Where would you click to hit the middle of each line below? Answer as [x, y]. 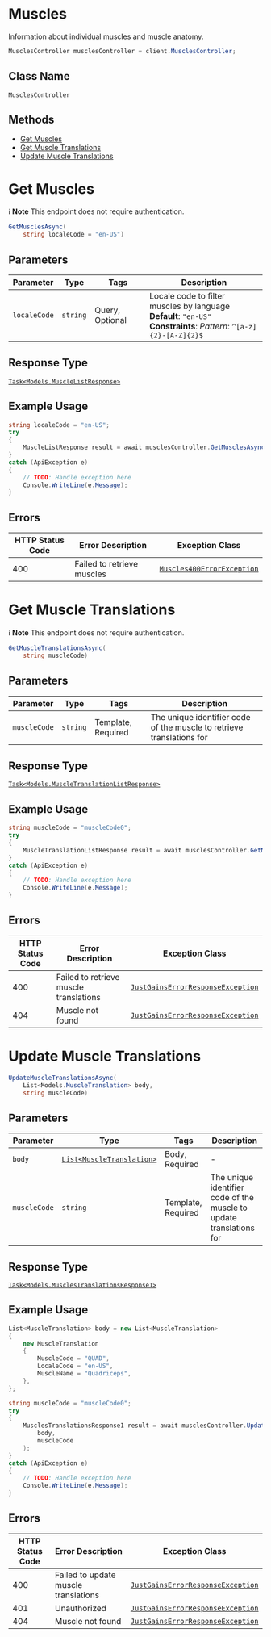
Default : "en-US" [180, 316]
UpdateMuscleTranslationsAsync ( [63, 1078]
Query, [107, 310]
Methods [31, 120]
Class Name [39, 76]
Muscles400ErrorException [209, 569]
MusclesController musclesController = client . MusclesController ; [122, 51]
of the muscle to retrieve [197, 727]
